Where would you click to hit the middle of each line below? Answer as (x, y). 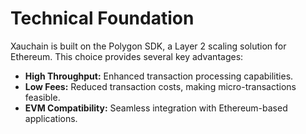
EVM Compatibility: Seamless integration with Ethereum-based (156, 108)
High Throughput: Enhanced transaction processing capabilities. (159, 76)
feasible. (42, 97)
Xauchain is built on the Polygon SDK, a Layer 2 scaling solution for (148, 46)
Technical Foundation (102, 18)
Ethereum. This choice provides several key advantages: (127, 56)
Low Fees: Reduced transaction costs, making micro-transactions (160, 86)
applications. (51, 118)
